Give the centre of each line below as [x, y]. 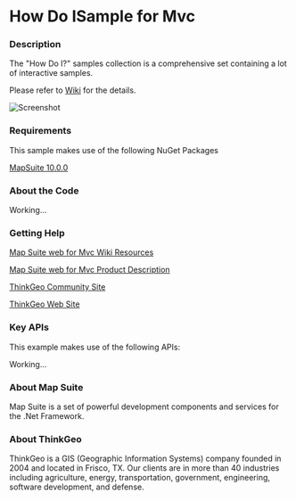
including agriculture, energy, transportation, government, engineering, [140, 478]
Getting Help [37, 233]
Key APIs [29, 327]
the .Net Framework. [47, 415]
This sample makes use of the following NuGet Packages [114, 150]
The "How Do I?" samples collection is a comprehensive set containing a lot [148, 63]
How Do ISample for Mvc [103, 16]
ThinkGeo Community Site [58, 287]
